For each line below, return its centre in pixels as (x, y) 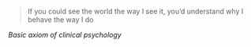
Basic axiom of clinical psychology (65, 35)
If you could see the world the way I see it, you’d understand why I (135, 11)
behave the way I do (60, 20)
